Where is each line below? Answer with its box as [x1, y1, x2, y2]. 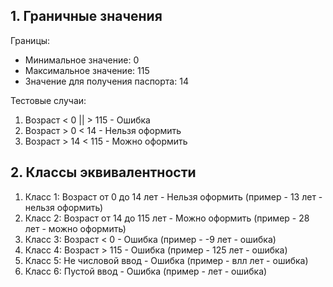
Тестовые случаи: [10, 94, 87, 106]
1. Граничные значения [10, 8, 163, 25]
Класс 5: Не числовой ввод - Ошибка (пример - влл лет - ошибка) [24, 254, 309, 266]
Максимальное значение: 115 [24, 64, 150, 76]
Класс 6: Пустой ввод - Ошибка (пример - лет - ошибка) [24, 265, 268, 277]
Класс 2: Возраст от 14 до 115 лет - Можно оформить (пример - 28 [24, 212, 310, 224]
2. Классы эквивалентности [10, 164, 197, 181]
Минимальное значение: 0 [24, 54, 140, 66]
